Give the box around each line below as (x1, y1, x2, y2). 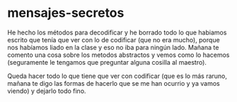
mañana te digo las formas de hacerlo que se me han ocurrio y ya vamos (7, 79, 221, 87)
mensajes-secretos (7, 5, 125, 21)
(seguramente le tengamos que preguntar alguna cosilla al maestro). (7, 58, 207, 66)
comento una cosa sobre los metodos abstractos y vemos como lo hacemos (7, 51, 230, 59)
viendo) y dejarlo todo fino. (7, 87, 86, 95)
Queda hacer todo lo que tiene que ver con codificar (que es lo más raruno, (7, 72, 228, 80)
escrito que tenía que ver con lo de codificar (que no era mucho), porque (7, 35, 221, 44)
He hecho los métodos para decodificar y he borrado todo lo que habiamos (7, 28, 227, 37)
